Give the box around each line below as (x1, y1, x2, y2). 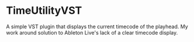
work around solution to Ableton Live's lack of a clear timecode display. (6, 29, 178, 36)
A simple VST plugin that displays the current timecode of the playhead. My (6, 23, 188, 30)
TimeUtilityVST (6, 4, 82, 17)
